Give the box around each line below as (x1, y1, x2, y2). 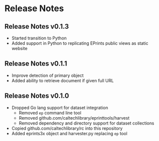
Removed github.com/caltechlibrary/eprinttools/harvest (18, 115, 129, 121)
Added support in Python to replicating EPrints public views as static (11, 40, 148, 46)
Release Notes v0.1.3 (4, 22, 69, 31)
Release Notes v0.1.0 (4, 92, 69, 100)
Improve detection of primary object (11, 72, 84, 78)
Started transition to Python (11, 35, 67, 41)
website (11, 46, 28, 51)
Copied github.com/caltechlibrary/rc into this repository (11, 125, 123, 131)
